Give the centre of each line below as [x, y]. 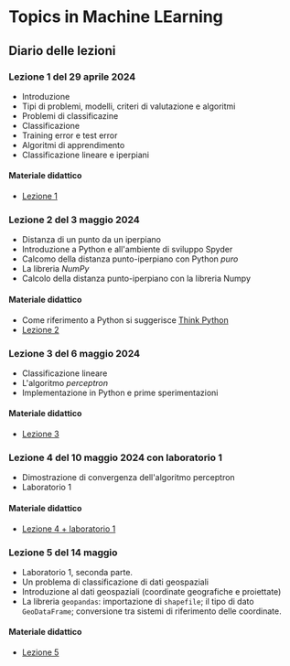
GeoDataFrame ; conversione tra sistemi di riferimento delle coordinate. [151, 611]
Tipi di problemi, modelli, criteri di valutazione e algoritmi [129, 106]
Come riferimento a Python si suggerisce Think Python [125, 320]
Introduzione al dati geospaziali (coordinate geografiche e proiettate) [151, 591]
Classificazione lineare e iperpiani [86, 155]
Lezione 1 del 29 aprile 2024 [72, 77]
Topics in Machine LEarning [116, 17]
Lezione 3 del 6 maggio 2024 [75, 353]
